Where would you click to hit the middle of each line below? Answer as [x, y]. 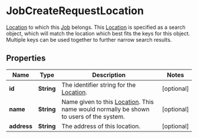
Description [109, 75]
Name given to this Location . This [108, 101]
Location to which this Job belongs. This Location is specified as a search [96, 27]
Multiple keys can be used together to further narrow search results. [89, 40]
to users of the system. [93, 116]
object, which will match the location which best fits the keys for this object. [98, 33]
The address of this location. [101, 126]
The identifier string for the [99, 85]
